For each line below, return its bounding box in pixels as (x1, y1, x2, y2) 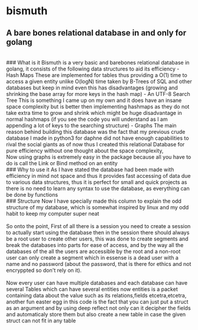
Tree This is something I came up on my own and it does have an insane (6, 97, 182, 104)
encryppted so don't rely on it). (6, 267, 82, 274)
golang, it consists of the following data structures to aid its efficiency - (6, 65, 180, 72)
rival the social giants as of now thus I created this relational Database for (6, 141, 185, 148)
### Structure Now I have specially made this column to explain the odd (6, 197, 182, 204)
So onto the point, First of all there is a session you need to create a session (6, 223, 191, 229)
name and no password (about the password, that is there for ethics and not (6, 261, 191, 267)
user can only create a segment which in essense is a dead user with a (6, 254, 179, 261)
